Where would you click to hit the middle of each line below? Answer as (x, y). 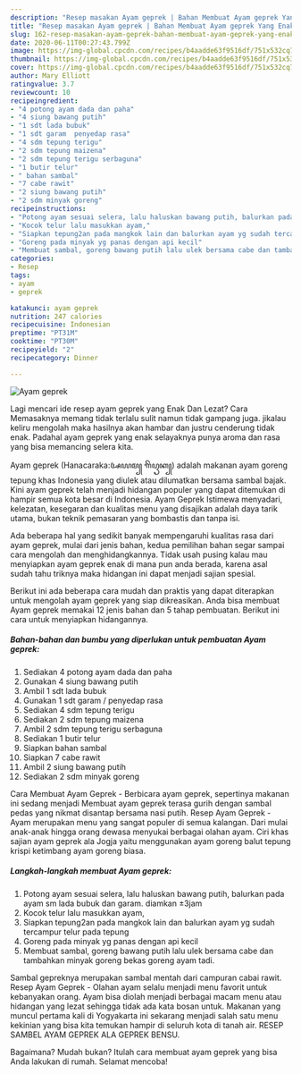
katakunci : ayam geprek (54, 308)
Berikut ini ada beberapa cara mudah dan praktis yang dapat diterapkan (142, 590)
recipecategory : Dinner (54, 358)
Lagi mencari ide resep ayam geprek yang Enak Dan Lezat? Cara (129, 409)
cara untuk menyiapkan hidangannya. (79, 619)
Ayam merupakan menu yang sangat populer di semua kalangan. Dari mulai (149, 822)
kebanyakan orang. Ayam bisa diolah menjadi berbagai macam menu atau (146, 996)
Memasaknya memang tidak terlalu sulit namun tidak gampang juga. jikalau (148, 418)
